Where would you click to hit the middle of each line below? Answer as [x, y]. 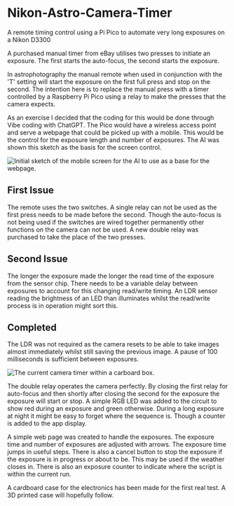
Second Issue [37, 259]
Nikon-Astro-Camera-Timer [90, 13]
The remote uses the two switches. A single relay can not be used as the [112, 207]
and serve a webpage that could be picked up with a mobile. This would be [116, 132]
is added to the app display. [47, 423]
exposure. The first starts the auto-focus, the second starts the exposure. [113, 60]
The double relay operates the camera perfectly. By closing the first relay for [118, 386]
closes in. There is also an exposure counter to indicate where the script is [115, 467]
